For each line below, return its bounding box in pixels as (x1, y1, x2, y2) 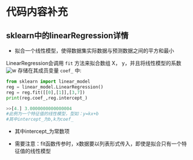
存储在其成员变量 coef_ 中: (17, 67, 82, 74)
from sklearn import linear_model (6, 79, 91, 84)
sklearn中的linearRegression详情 (6, 30, 129, 40)
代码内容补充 (6, 5, 69, 19)
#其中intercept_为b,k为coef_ (6, 117, 74, 122)
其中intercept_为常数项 (14, 128, 70, 135)
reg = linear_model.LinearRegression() (6, 84, 104, 90)
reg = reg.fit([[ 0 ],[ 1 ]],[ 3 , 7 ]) (6, 89, 85, 96)
